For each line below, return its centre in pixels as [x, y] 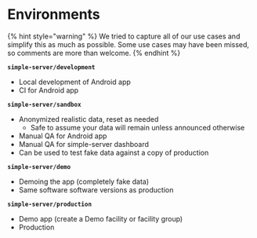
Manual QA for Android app [63, 136]
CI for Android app [49, 90]
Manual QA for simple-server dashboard [84, 144]
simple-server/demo [39, 167]
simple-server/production [49, 204]
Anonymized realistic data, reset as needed [89, 119]
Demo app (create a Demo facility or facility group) [101, 218]
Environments [54, 15]
